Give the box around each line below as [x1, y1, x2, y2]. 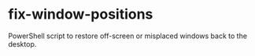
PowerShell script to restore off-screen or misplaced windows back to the [8, 31, 248, 40]
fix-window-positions [8, 5, 153, 23]
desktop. [8, 39, 37, 48]
